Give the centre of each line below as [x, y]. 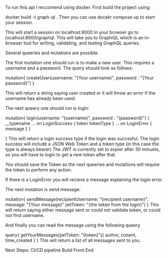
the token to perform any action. [39, 170]
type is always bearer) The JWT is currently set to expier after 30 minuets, [82, 149]
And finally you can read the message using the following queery [73, 225]
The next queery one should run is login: [47, 108]
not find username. [25, 215]
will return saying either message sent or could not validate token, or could [83, 210]
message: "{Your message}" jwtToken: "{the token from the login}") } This [82, 205]
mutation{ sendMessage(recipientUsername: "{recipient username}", [77, 199]
